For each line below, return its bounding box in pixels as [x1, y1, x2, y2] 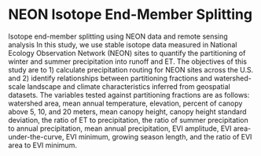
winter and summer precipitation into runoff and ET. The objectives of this [8, 57, 248, 66]
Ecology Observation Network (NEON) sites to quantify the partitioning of [8, 48, 246, 58]
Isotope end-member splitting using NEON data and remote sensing [8, 32, 228, 41]
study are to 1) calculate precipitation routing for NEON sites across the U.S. [8, 65, 254, 74]
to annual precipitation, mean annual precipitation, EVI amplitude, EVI [8, 124, 232, 133]
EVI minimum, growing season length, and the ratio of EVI [65, 132, 252, 141]
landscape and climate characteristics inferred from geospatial [27, 81, 230, 91]
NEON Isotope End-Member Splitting [8, 6, 253, 24]
